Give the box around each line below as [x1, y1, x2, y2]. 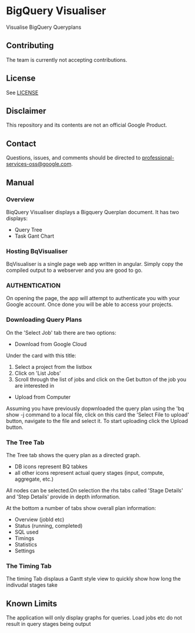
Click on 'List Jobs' [14, 369, 61, 377]
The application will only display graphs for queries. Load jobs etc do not [6, 614, 182, 621]
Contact [6, 138, 36, 148]
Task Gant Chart [14, 232, 55, 239]
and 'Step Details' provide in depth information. [6, 493, 120, 501]
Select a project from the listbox [14, 363, 92, 370]
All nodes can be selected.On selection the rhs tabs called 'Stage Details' [6, 487, 183, 494]
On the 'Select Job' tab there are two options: [6, 329, 116, 336]
